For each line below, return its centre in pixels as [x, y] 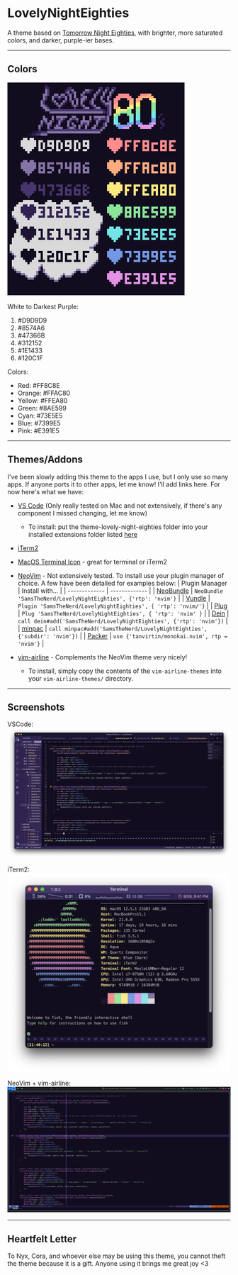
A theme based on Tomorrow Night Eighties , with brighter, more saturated [115, 33]
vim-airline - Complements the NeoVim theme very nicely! [102, 657]
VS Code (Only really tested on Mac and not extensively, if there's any [120, 506]
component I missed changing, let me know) [82, 513]
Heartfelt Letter [42, 1239]
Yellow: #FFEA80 [42, 400]
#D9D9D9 [32, 320]
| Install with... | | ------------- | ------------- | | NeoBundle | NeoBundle [120, 591]
